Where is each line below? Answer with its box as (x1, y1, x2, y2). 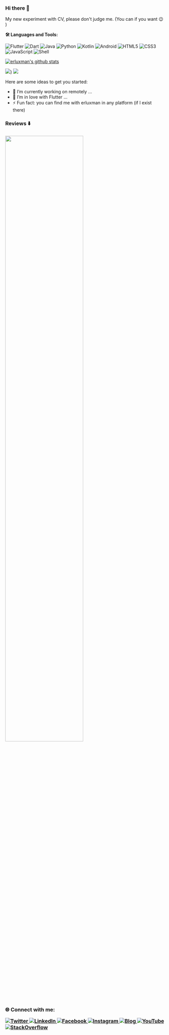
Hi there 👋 (5, 5, 30, 12)
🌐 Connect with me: (5, 1006, 55, 1013)
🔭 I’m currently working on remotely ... (12, 89, 92, 95)
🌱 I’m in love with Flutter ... (12, 94, 68, 100)
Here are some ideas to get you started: (5, 79, 88, 85)
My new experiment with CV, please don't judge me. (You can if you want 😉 (5, 16, 164, 22)
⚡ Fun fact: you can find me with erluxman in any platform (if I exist (12, 100, 152, 106)
